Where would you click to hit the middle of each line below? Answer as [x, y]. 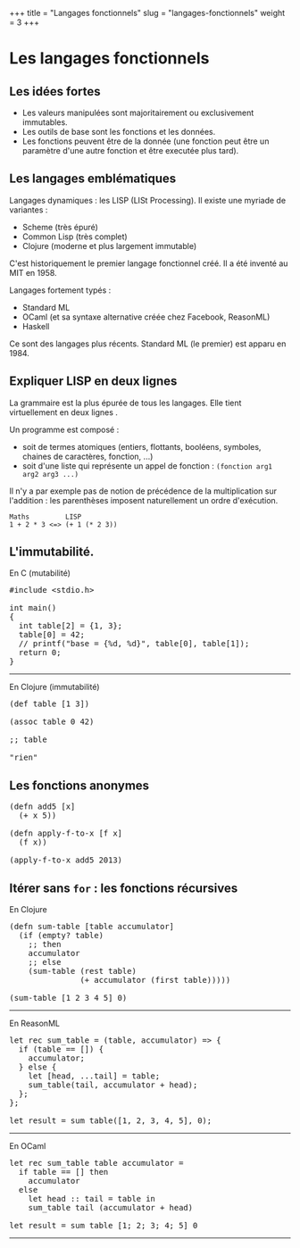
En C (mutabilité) [40, 573]
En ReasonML [35, 1023]
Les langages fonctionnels [109, 58]
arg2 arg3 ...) [50, 474]
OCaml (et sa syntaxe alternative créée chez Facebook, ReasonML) [146, 317]
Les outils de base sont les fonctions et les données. [119, 132]
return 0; [40, 653]
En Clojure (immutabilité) [54, 687]
